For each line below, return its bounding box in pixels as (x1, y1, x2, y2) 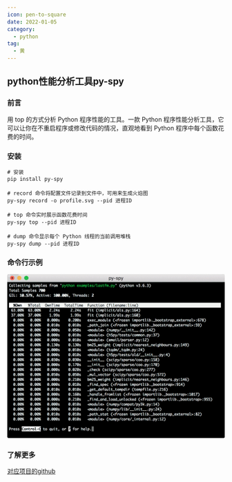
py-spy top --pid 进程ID (7, 218, 77, 226)
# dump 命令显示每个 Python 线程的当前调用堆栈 (7, 233, 131, 240)
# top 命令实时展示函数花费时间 (7, 211, 88, 218)
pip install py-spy (7, 175, 64, 182)
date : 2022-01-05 (7, 18, 57, 26)
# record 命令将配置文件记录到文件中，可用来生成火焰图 (7, 190, 148, 197)
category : (7, 26, 36, 32)
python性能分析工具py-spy (7, 76, 124, 88)
